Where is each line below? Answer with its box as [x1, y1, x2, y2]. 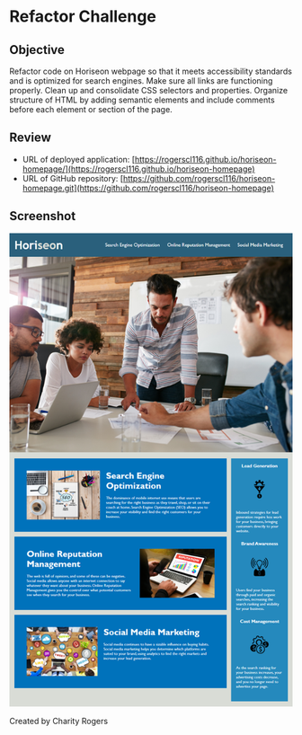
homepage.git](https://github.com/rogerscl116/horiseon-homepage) [22, 182, 274, 193]
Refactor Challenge [9, 6, 157, 27]
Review [9, 130, 52, 146]
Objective [9, 42, 66, 58]
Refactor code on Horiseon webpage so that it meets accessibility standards [9, 66, 292, 76]
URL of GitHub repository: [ [22, 173, 124, 183]
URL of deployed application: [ [22, 154, 136, 164]
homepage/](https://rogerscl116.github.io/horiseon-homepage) [22, 164, 255, 174]
